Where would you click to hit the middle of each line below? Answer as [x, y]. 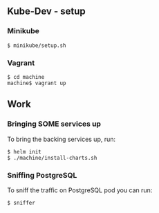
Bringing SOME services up [54, 124]
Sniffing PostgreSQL [42, 175]
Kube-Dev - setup [46, 11]
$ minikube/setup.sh [37, 45]
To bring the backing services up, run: [62, 139]
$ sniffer [21, 203]
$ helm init [24, 151]
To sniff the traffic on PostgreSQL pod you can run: [80, 190]
